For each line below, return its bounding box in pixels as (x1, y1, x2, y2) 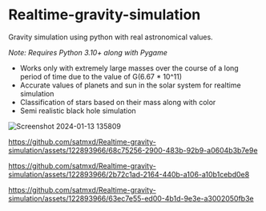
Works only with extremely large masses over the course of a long (19, 63, 239, 73)
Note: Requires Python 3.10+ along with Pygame (8, 47, 168, 57)
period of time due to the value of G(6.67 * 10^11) (19, 71, 183, 81)
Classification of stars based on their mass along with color (19, 97, 216, 107)
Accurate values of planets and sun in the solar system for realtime (19, 80, 242, 90)
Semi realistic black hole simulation (19, 106, 136, 116)
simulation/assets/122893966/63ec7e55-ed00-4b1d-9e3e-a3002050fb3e (8, 193, 254, 203)
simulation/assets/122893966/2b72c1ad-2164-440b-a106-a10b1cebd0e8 (8, 169, 250, 179)
